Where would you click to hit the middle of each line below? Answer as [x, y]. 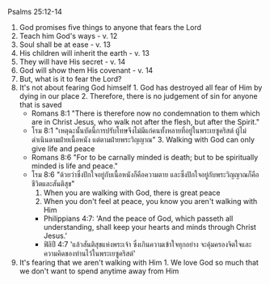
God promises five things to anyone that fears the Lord [110, 27]
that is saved [40, 105]
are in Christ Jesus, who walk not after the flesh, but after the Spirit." [146, 122]
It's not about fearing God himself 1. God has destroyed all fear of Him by [141, 87]
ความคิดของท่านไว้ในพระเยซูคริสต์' [89, 253]
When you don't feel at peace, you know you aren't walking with [150, 201]
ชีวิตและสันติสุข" [53, 184]
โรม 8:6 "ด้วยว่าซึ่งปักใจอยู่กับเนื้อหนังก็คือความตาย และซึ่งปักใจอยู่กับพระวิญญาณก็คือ [145, 174]
